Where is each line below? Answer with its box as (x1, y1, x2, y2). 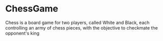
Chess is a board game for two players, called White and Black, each (5, 19, 150, 25)
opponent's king (5, 30, 40, 36)
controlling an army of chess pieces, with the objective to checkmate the (5, 24, 158, 30)
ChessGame (5, 3, 59, 14)
